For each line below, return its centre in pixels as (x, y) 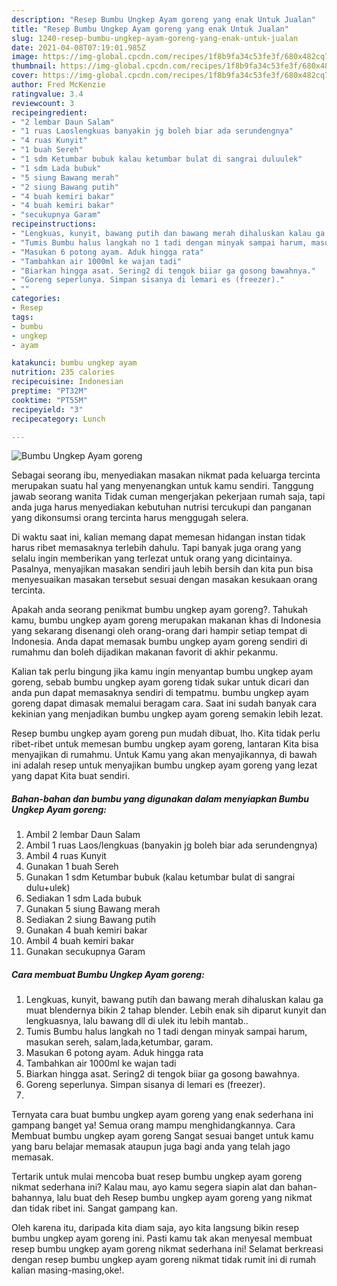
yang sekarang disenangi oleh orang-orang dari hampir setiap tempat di (159, 631)
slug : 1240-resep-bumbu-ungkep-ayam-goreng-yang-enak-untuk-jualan (155, 38)
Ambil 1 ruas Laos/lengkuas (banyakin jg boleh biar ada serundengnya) (171, 845)
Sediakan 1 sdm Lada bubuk (83, 898)
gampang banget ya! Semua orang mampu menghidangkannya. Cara (153, 1125)
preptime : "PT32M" (49, 391)
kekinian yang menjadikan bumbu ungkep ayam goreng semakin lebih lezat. (167, 714)
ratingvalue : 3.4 (47, 94)
